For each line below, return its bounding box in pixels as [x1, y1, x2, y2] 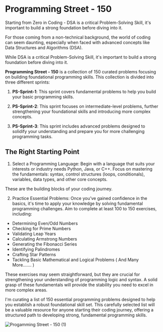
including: [12, 211, 32, 217]
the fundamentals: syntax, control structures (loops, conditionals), [12, 171, 145, 177]
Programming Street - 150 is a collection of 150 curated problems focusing [5, 68, 156, 74]
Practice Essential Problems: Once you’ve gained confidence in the [12, 195, 147, 201]
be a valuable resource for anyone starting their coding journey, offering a [5, 307, 154, 312]
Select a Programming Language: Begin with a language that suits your [12, 160, 155, 167]
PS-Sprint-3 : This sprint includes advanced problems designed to [12, 123, 145, 129]
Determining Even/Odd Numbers [12, 220, 78, 226]
